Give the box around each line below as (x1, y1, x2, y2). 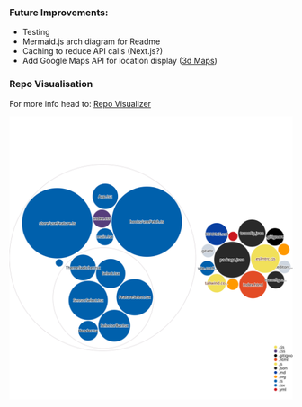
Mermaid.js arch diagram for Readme (22, 36, 161, 47)
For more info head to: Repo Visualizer (9, 98, 151, 109)
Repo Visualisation (9, 78, 93, 91)
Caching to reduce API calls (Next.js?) (22, 46, 164, 57)
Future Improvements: (9, 6, 109, 19)
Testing (22, 27, 51, 38)
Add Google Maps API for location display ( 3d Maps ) (22, 56, 218, 66)
